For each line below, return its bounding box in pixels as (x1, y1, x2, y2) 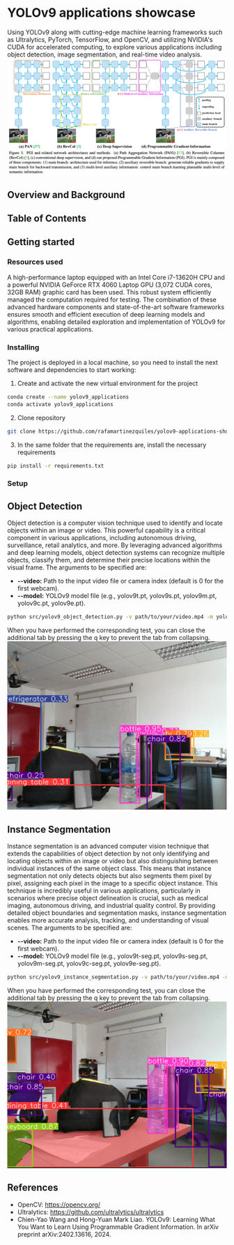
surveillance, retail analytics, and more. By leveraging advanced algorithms (7, 541, 223, 549)
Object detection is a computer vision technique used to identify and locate (7, 519, 223, 528)
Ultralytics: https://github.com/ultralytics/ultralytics (17, 1207, 164, 1216)
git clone (7, 428, 36, 435)
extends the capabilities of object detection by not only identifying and (7, 849, 210, 858)
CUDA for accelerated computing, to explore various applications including (7, 43, 222, 51)
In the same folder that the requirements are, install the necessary (17, 440, 207, 449)
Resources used (7, 257, 63, 267)
